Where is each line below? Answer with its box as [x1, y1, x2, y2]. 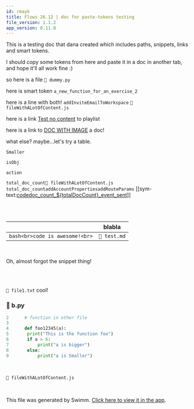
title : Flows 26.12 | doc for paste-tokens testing [6, 14, 134, 20]
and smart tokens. [6, 47, 50, 54]
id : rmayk [6, 8, 30, 15]
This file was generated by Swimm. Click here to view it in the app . [6, 396, 167, 403]
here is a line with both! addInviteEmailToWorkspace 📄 [6, 99, 133, 106]
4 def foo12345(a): [6, 326, 67, 332]
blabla [103, 223, 121, 231]
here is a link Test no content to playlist [6, 115, 101, 122]
